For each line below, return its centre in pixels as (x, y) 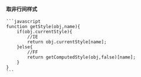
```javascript (24, 22)
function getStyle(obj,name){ (43, 27)
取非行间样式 (22, 9)
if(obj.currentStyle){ (45, 32)
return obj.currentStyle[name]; (67, 42)
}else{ (25, 47)
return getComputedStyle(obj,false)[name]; (81, 57)
